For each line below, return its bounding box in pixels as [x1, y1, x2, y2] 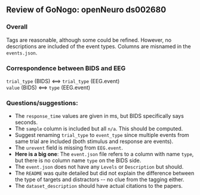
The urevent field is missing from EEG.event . [14, 144, 124, 151]
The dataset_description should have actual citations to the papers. [14, 182, 183, 190]
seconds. [14, 119, 38, 126]
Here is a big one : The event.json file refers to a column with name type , [14, 151, 194, 158]
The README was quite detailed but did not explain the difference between [14, 170, 195, 177]
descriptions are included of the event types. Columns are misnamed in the [6, 42, 191, 50]
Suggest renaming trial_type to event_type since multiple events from [14, 132, 189, 139]
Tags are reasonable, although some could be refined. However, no [6, 36, 172, 44]
